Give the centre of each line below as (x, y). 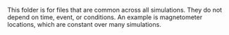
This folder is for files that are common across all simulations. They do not (115, 10)
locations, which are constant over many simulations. (85, 24)
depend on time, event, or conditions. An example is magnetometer (105, 17)
